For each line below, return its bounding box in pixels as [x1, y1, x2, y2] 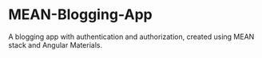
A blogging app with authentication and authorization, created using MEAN [8, 32, 255, 41]
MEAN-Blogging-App [8, 6, 153, 24]
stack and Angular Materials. [8, 40, 103, 49]
